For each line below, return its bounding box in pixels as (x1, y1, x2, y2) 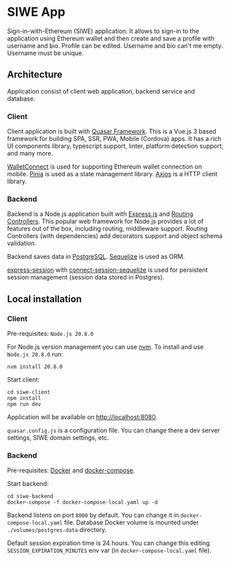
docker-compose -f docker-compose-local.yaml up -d (7, 499, 158, 506)
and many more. (7, 149, 54, 158)
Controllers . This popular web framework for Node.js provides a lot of (7, 218, 204, 226)
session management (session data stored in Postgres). (7, 273, 165, 282)
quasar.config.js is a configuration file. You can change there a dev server (7, 426, 220, 434)
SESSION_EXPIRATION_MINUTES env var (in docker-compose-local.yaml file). (7, 547, 211, 555)
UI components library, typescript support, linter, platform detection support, (7, 142, 224, 150)
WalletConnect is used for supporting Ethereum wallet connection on (7, 162, 203, 171)
